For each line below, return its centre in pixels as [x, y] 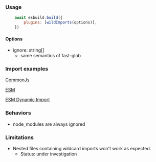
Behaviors [18, 113]
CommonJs [17, 80]
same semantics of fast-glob [50, 56]
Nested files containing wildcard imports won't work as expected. [82, 149]
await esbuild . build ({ [39, 18]
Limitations [20, 137]
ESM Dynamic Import [28, 100]
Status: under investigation [49, 154]
